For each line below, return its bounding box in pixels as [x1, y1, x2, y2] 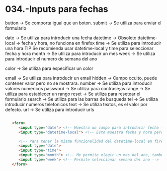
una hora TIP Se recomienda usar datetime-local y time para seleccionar [5, 45, 154, 51]
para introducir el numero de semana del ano [5, 56, 97, 61]
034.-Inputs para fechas [5, 3, 108, 15]
